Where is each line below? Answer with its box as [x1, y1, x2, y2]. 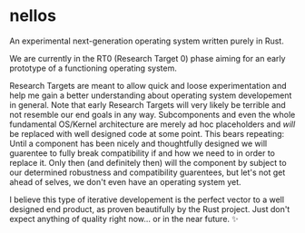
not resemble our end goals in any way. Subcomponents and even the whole [9, 109, 296, 120]
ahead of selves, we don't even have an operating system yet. [9, 176, 242, 187]
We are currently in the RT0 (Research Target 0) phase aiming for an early [9, 53, 286, 63]
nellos [9, 5, 57, 26]
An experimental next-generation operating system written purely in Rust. [9, 35, 284, 46]
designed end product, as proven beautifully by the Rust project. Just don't [9, 203, 290, 214]
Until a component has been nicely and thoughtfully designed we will [9, 138, 268, 149]
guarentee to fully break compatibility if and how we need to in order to [9, 147, 275, 159]
